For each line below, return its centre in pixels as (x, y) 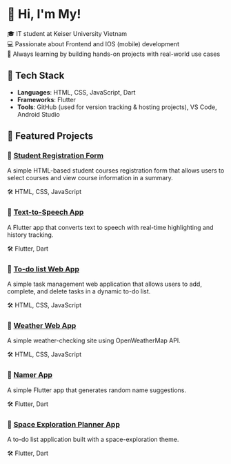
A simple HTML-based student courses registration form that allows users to (116, 171)
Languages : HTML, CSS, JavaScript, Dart (76, 92)
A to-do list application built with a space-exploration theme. (93, 439)
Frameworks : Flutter (46, 99)
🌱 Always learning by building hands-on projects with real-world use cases (114, 54)
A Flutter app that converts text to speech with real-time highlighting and (110, 227)
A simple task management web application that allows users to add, (104, 284)
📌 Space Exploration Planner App (64, 424)
